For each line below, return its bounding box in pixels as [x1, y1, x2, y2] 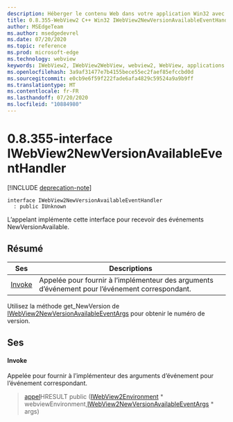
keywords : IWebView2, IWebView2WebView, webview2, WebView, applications [7, 62, 225, 69]
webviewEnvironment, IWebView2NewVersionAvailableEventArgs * [24, 400, 214, 408]
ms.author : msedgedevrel [7, 29, 79, 37]
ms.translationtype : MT [7, 81, 76, 88]
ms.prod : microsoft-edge [7, 49, 79, 56]
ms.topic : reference [7, 42, 67, 49]
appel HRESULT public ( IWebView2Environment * [24, 393, 164, 401]
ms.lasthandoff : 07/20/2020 [7, 95, 89, 102]
